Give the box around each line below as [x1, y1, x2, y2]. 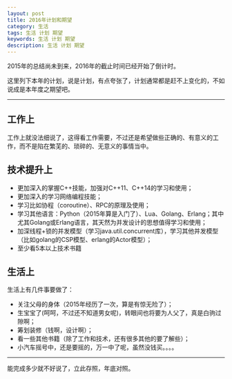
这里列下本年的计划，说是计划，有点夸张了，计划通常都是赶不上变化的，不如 [7, 76, 225, 85]
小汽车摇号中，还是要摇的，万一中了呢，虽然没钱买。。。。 [17, 343, 178, 351]
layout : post [7, 10, 45, 17]
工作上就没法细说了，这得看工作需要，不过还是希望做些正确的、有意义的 [7, 133, 213, 141]
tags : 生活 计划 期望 [7, 29, 64, 37]
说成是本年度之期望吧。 [7, 85, 74, 93]
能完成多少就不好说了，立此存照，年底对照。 [7, 365, 135, 373]
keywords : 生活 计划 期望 [7, 36, 76, 43]
